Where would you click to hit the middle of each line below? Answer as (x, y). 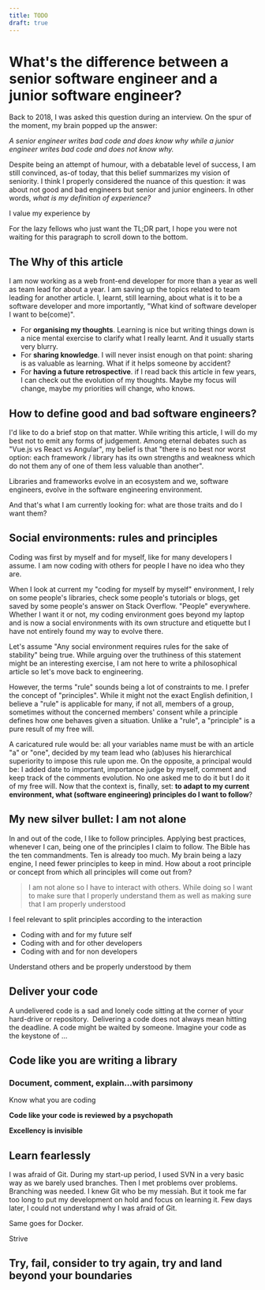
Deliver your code (54, 992)
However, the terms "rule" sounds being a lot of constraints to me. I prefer (129, 687)
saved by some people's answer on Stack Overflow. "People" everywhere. (130, 606)
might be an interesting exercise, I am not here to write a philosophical (123, 663)
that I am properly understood (77, 904)
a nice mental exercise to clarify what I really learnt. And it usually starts (137, 338)
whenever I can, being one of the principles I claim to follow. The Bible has (130, 846)
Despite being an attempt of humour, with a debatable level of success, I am (132, 165)
